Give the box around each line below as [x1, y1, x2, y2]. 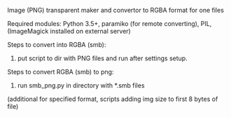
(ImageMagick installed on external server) [7, 27, 131, 35]
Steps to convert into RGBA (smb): [7, 41, 106, 48]
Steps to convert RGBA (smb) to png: [7, 68, 114, 76]
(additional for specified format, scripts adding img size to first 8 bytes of [7, 95, 218, 103]
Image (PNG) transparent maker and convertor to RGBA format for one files [7, 6, 224, 14]
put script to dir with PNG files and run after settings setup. [17, 54, 188, 62]
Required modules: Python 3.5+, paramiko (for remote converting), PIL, [7, 20, 212, 27]
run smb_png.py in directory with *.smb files [17, 81, 145, 90]
